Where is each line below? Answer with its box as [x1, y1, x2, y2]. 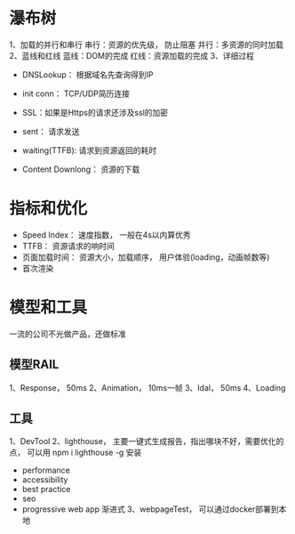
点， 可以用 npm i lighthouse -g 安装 [9, 447, 142, 458]
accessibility [21, 474, 68, 485]
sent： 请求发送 [21, 125, 80, 136]
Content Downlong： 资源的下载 [21, 164, 140, 174]
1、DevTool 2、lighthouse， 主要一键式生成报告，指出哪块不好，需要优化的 [9, 436, 284, 447]
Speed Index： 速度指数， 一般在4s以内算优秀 [21, 229, 191, 240]
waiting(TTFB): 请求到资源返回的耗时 [21, 144, 157, 156]
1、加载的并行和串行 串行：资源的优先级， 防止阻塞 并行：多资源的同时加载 [9, 39, 284, 50]
